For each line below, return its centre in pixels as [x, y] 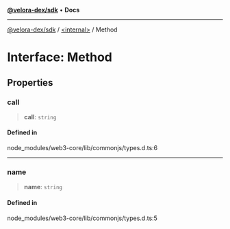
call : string [40, 117]
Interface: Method [60, 57]
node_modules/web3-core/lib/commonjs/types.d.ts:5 [82, 218]
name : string [43, 187]
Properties [30, 83]
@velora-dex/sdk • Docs [43, 10]
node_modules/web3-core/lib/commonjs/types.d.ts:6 [82, 148]
